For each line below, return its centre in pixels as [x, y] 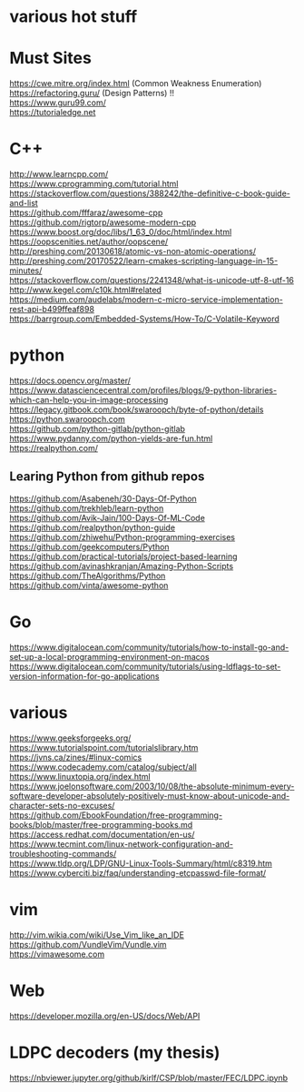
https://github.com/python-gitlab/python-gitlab [98, 429]
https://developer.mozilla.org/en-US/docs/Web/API [105, 1016]
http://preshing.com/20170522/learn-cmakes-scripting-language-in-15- [144, 261]
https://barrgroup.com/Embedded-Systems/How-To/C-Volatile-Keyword [144, 319]
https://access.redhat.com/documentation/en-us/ [102, 834]
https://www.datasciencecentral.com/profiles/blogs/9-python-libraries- [143, 390]
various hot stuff [74, 17]
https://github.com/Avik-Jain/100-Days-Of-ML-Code [108, 517]
